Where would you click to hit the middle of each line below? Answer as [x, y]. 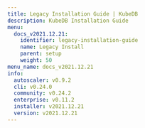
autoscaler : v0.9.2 [43, 80]
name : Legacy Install [52, 47]
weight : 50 [36, 60]
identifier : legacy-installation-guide [79, 41]
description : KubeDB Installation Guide [68, 21]
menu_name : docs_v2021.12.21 [50, 67]
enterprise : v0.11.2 [44, 100]
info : [15, 73]
